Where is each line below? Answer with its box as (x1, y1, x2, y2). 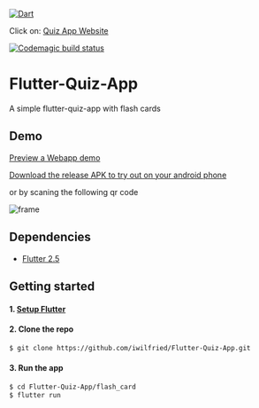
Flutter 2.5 (21, 253, 60, 263)
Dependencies (9, 230, 91, 245)
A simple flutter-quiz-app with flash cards (9, 103, 161, 114)
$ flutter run (9, 390, 62, 399)
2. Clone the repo (9, 324, 74, 334)
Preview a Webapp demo (9, 152, 101, 163)
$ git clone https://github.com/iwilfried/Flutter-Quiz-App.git (9, 343, 251, 352)
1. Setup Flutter (9, 303, 66, 314)
